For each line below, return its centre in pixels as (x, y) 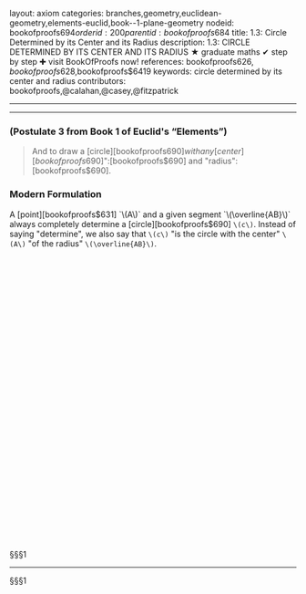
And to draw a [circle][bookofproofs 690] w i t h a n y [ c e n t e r (136, 151)
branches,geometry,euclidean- (164, 13)
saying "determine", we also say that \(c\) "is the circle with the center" (145, 234)
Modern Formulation (56, 194)
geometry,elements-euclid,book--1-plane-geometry (107, 23)
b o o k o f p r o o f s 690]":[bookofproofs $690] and (119, 161)
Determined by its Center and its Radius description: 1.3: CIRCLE (130, 42)
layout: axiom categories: (57, 13)
